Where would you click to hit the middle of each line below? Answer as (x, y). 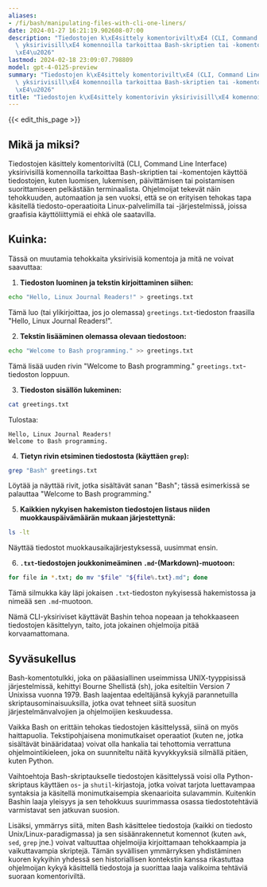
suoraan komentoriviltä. (47, 876)
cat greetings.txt (39, 404)
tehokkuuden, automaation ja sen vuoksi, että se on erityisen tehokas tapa (130, 198)
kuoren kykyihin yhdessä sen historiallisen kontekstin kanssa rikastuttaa (126, 859)
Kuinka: (28, 239)
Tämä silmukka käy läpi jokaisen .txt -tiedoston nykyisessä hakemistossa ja (132, 593)
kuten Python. (31, 761)
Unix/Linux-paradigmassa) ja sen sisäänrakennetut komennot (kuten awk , (128, 834)
